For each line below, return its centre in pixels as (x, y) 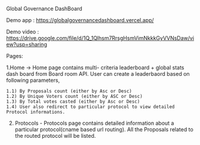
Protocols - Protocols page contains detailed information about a (94, 123)
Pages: (15, 56)
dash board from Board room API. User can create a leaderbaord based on (98, 74)
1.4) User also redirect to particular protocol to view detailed (90, 107)
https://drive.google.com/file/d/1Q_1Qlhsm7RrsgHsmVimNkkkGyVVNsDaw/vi (100, 38)
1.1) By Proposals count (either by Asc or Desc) (69, 91)
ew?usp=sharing (27, 44)
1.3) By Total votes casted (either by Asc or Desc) (73, 101)
